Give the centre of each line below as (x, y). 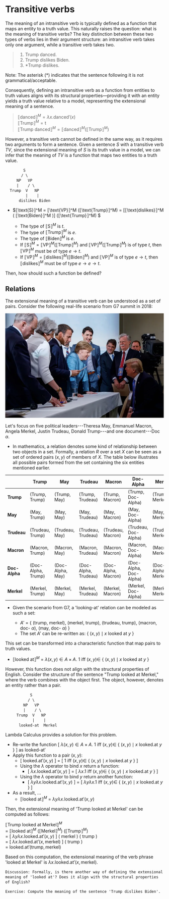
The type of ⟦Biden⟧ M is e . (47, 238)
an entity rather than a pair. (33, 685)
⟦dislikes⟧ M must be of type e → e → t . (60, 262)
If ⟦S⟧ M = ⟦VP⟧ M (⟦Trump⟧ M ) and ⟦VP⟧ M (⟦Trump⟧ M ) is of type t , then (91, 244)
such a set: (24, 613)
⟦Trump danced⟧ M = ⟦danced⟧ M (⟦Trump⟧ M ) (63, 129)
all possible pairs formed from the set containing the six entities (78, 462)
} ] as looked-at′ (29, 750)
